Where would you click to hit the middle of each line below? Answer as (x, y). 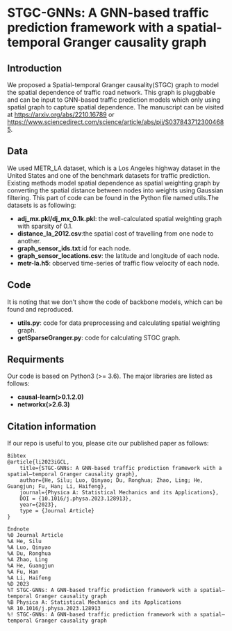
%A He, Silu (24, 542)
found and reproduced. (40, 309)
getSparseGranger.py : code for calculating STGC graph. (99, 337)
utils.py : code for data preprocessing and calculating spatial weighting (118, 323)
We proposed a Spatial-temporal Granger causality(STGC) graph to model (113, 85)
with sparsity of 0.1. (45, 226)
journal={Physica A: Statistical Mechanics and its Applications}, (119, 493)
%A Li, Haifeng (29, 578)
